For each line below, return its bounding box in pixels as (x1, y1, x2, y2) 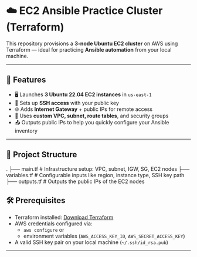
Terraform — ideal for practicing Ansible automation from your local (6, 46, 172, 53)
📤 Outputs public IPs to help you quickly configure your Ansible (14, 119, 169, 126)
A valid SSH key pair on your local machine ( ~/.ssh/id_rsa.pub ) (14, 239, 169, 246)
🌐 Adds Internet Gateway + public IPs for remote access (14, 106, 153, 113)
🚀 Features (6, 75, 46, 85)
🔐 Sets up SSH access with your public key (14, 99, 119, 106)
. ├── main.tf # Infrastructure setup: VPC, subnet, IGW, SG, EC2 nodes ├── (6, 165, 190, 173)
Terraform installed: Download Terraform (14, 214, 114, 221)
